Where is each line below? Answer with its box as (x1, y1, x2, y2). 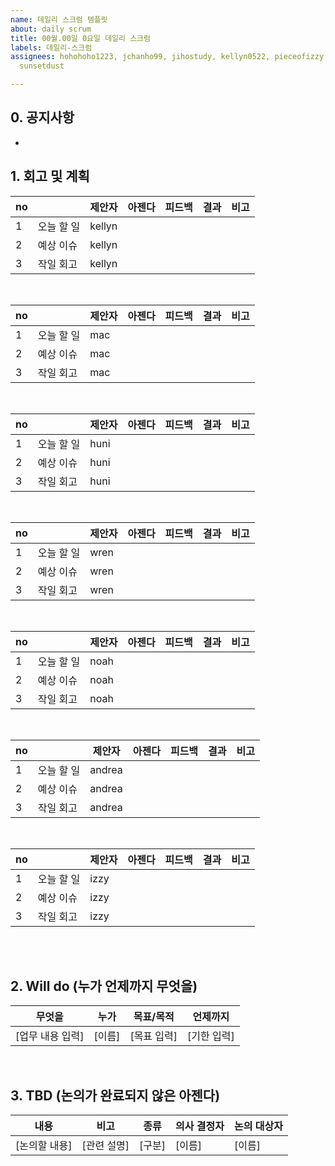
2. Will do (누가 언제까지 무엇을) (10, 978, 198, 995)
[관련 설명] (81, 1139, 130, 1153)
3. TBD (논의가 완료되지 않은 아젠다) (10, 1087, 221, 1104)
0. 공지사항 (10, 109, 75, 126)
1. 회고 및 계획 (10, 168, 90, 185)
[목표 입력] (129, 1029, 178, 1043)
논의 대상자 (233, 1119, 283, 1133)
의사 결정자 (175, 1119, 225, 1133)
